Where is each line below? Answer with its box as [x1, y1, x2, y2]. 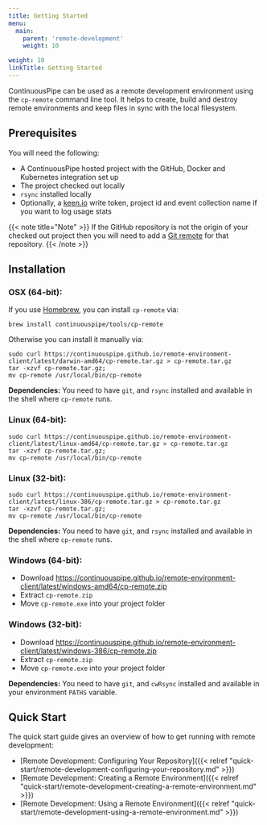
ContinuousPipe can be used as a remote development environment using [8, 85, 254, 95]
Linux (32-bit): [8, 473, 67, 484]
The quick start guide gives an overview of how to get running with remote [8, 731, 256, 742]
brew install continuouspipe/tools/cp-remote [8, 320, 163, 329]
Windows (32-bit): [8, 619, 82, 630]
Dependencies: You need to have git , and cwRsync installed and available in [8, 678, 260, 688]
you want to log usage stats [19, 206, 113, 216]
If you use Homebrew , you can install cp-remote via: [8, 305, 179, 315]
